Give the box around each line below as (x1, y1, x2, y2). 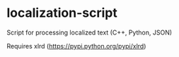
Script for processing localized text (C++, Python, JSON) (6, 28, 173, 37)
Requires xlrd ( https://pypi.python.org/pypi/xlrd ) (6, 42, 146, 50)
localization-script (6, 5, 117, 21)
